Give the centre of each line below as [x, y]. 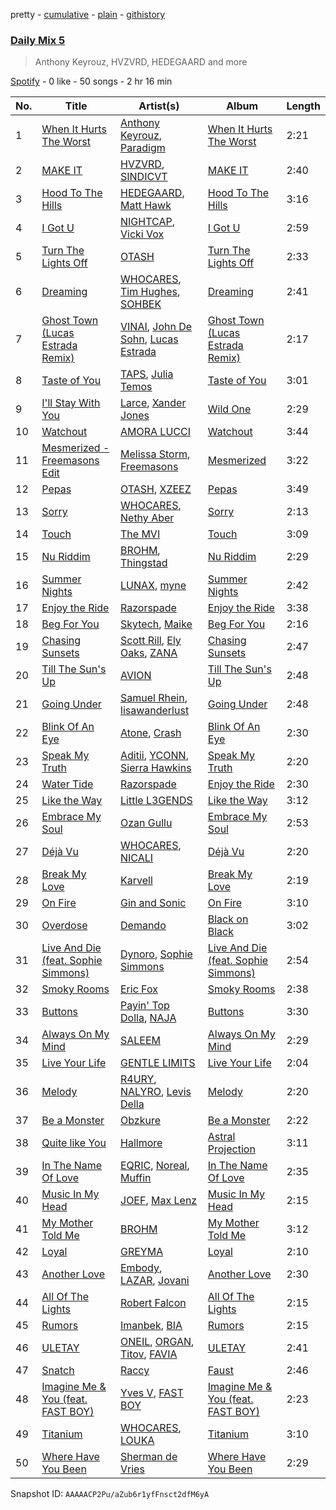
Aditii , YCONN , [154, 756]
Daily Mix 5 [38, 40]
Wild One [229, 409]
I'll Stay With [71, 403]
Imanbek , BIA [151, 1326]
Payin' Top [145, 1006]
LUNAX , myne [153, 586]
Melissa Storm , [155, 454]
